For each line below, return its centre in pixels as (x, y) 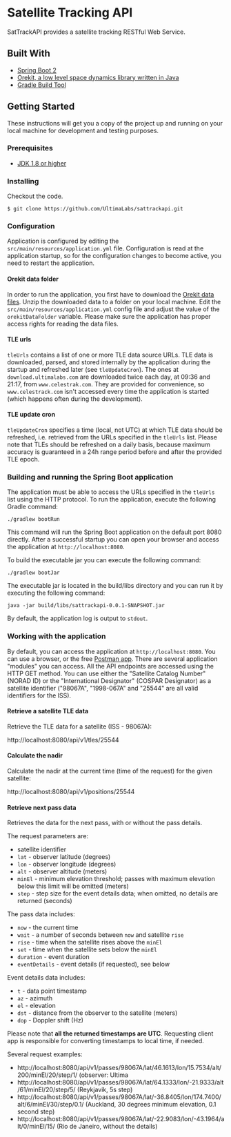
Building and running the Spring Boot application (90, 477)
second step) (36, 1111)
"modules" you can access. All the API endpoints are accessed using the (110, 666)
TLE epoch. (23, 459)
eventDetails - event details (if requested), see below (93, 965)
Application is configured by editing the (63, 241)
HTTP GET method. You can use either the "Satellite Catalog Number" (107, 673)
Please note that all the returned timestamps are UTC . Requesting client (110, 1034)
